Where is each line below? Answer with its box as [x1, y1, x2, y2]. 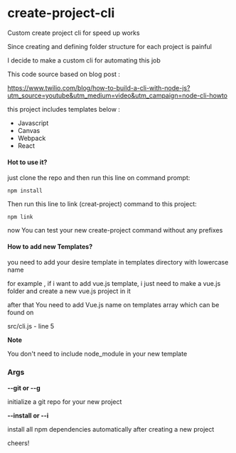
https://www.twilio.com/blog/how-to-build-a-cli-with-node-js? [7, 83, 191, 92]
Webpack [17, 134, 46, 142]
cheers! [7, 439, 30, 447]
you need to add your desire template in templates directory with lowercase [7, 258, 229, 267]
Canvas [17, 126, 41, 134]
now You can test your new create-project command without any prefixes [7, 226, 223, 235]
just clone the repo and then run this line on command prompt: [7, 174, 191, 182]
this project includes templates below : [7, 105, 121, 113]
